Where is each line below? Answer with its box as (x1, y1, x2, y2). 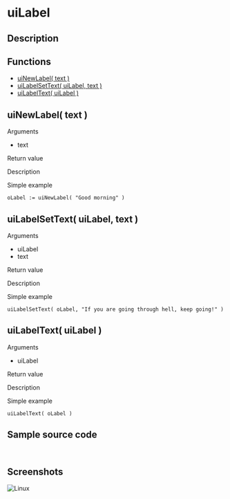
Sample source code (7, 429, 98, 441)
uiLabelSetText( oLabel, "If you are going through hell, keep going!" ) (7, 306, 224, 313)
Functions (7, 55, 52, 67)
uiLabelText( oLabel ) (7, 410, 73, 417)
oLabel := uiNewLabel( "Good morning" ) (7, 194, 126, 201)
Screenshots (7, 466, 64, 478)
